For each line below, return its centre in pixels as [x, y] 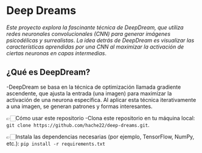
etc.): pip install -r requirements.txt [56, 143]
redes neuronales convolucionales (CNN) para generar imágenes [89, 33]
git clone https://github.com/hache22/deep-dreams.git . [78, 124]
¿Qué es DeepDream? [48, 73]
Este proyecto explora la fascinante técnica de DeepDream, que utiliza [95, 27]
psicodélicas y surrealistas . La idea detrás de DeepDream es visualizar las [100, 40]
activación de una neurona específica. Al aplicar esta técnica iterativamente [101, 100]
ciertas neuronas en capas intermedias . [56, 53]
